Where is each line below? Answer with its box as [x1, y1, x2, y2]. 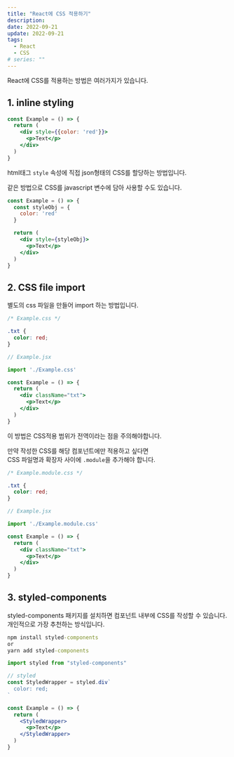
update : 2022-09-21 [7, 29, 64, 37]
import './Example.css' [7, 366, 77, 373]
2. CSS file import [7, 282, 85, 294]
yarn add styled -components [7, 647, 90, 654]
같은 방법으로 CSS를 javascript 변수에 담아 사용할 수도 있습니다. [7, 183, 182, 192]
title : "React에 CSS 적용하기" [7, 10, 91, 18]
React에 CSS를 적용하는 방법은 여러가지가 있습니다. [7, 76, 149, 84]
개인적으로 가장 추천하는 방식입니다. [7, 619, 105, 628]
